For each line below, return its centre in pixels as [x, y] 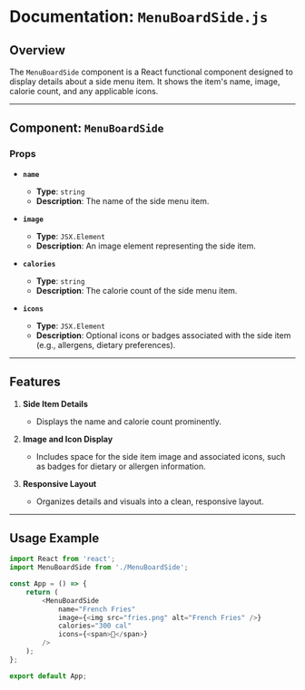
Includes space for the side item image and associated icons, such [161, 456]
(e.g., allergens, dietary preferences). [106, 345]
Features [35, 382]
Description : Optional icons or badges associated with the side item [163, 335]
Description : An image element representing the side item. [146, 246]
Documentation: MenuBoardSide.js [139, 17]
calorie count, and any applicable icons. [84, 91]
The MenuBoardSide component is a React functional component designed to [151, 72]
